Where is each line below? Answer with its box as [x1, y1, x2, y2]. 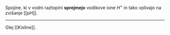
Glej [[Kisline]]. [5, 24, 36, 30]
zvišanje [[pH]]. [5, 9, 38, 16]
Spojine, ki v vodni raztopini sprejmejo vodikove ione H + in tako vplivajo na [5, 4, 161, 10]
